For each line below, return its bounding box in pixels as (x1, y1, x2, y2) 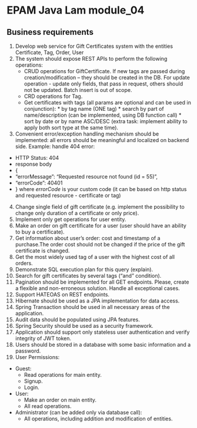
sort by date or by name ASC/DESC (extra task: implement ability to (24, 118, 188, 124)
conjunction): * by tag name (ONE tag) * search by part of (24, 106, 164, 112)
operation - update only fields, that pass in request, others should (24, 80, 183, 87)
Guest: (15, 365, 32, 372)
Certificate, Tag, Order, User (15, 49, 84, 56)
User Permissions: (15, 354, 60, 360)
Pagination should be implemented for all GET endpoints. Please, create (15, 278, 189, 285)
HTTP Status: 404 (15, 154, 59, 161)
